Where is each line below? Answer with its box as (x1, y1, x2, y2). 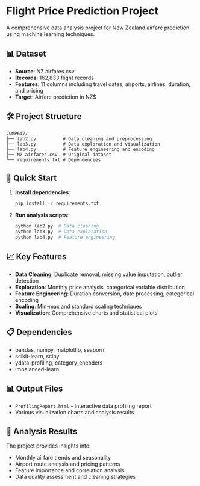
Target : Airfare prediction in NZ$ (14, 93, 96, 100)
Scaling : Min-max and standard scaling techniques (14, 303, 142, 310)
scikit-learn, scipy (14, 352, 60, 360)
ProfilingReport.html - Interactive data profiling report (14, 402, 152, 410)
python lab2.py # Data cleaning (14, 223, 99, 229)
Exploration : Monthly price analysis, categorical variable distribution (14, 283, 186, 291)
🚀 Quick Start (6, 173, 57, 183)
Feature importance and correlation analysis (14, 467, 125, 474)
